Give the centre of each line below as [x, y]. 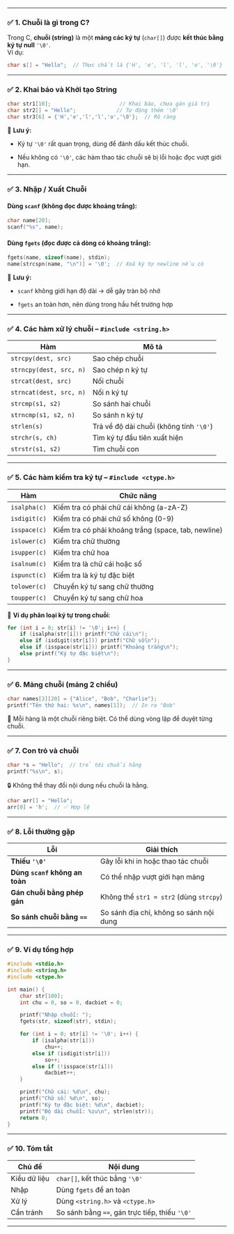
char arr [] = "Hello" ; [40, 800]
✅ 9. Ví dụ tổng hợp [41, 949]
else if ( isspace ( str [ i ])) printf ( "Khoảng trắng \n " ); [99, 647]
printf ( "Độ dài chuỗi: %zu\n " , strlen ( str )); [87, 1111]
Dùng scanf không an [46, 873]
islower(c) [29, 541]
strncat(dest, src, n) [48, 393]
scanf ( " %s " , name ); [36, 227]
